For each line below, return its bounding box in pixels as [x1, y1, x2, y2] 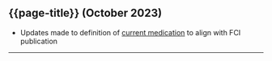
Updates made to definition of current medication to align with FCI [19, 27, 241, 37]
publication [19, 36, 58, 46]
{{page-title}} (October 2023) [8, 6, 163, 20]
